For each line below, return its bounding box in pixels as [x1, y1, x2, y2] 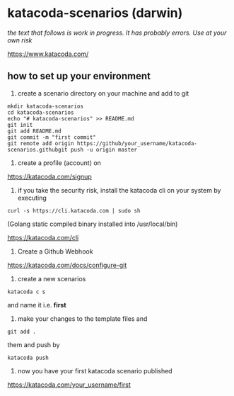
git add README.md [7, 128, 62, 135]
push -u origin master [70, 146, 138, 153]
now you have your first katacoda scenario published [17, 366, 172, 375]
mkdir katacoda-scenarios [7, 103, 83, 110]
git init [7, 121, 33, 128]
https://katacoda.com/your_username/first [7, 380, 131, 389]
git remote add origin [7, 140, 74, 147]
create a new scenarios [17, 274, 86, 283]
